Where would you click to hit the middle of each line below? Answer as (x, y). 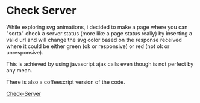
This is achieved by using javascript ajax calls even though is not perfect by (100, 64)
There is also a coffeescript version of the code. (66, 82)
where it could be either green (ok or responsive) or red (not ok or (88, 46)
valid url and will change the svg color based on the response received (94, 40)
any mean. (19, 70)
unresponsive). (25, 52)
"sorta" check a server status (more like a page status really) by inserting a (99, 33)
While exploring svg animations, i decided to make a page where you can (97, 27)
